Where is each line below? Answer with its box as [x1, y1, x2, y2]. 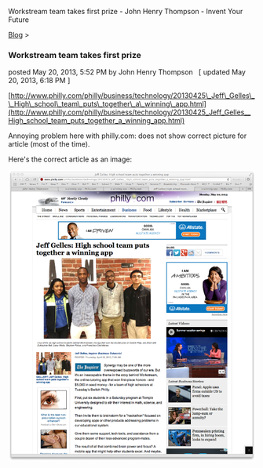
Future [8, 15, 30, 24]
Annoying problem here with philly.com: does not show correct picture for [8, 131, 247, 140]
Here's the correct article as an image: [8, 154, 133, 164]
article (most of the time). [8, 140, 90, 149]
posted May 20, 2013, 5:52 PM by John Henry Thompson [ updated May [8, 67, 246, 77]
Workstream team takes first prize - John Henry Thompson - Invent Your [8, 7, 243, 16]
